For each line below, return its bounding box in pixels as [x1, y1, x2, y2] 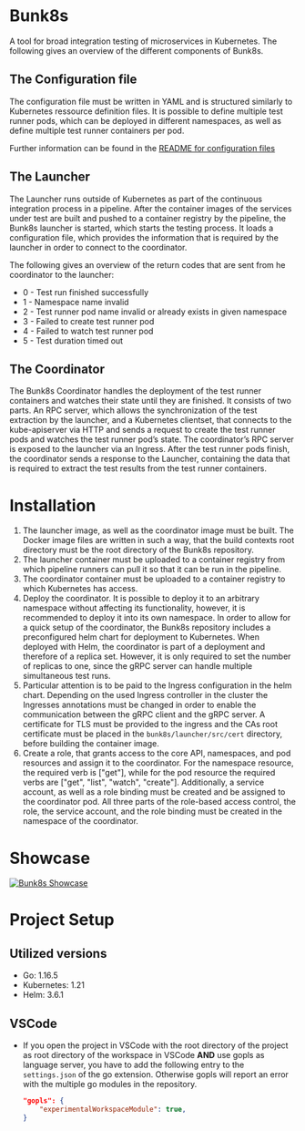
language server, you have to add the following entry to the [22, 1059, 245, 1071]
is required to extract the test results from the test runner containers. [9, 463, 267, 474]
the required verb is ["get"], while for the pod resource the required [22, 767, 276, 778]
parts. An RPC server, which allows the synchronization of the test [9, 405, 258, 416]
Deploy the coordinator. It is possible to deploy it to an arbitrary [22, 593, 259, 604]
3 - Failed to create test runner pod [22, 315, 155, 326]
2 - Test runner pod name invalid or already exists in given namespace [22, 306, 288, 317]
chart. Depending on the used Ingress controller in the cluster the [22, 690, 269, 701]
